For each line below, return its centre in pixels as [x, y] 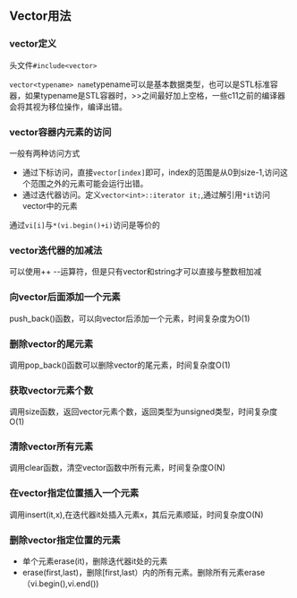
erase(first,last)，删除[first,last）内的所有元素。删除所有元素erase [144, 573]
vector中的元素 [50, 205]
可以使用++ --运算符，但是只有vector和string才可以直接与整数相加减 [136, 272]
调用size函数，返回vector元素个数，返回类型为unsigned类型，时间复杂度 [144, 412]
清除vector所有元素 [51, 446]
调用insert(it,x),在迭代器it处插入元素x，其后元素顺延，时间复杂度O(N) [136, 515]
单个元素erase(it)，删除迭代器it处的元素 [95, 561]
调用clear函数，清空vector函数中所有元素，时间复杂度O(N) [118, 468]
